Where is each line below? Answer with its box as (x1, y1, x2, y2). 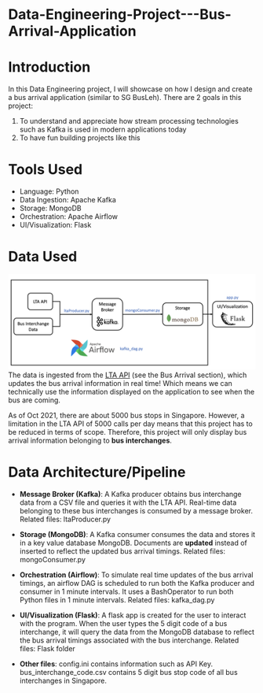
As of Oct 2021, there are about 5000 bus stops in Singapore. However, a (8, 410, 245, 420)
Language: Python (19, 187, 79, 196)
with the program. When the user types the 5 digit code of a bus (19, 618, 228, 628)
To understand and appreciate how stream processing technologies (19, 117, 239, 126)
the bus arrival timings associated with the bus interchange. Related (19, 636, 239, 645)
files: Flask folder (19, 643, 76, 653)
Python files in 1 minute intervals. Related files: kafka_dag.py (19, 595, 215, 604)
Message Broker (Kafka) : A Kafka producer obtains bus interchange (19, 489, 242, 498)
